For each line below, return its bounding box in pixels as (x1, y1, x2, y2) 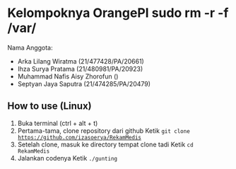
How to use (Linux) (7, 100, 92, 112)
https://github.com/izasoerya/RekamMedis (17, 134, 141, 141)
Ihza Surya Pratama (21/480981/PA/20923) (17, 64, 143, 73)
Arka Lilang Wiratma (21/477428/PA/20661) (17, 57, 145, 65)
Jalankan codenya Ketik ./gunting (17, 153, 118, 162)
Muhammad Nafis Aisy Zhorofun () (17, 72, 119, 81)
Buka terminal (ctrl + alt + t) (17, 119, 98, 127)
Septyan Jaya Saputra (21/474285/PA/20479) (17, 79, 151, 88)
